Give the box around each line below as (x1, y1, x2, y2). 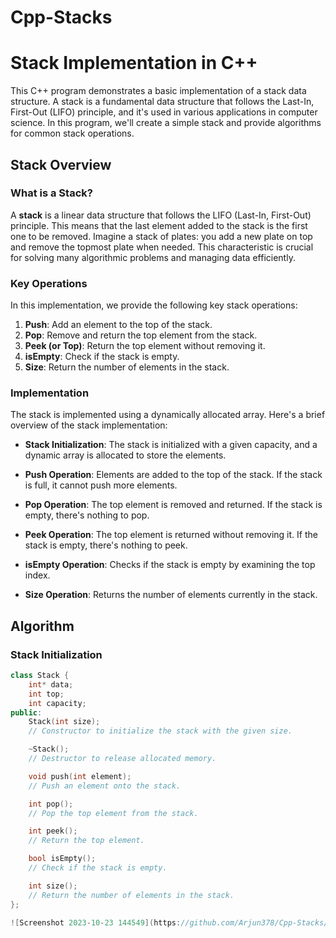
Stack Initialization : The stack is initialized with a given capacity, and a (24, 439, 318, 451)
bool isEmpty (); (28, 854, 97, 864)
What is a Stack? (10, 186, 93, 200)
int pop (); (28, 799, 74, 809)
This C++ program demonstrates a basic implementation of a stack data (10, 85, 307, 97)
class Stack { (10, 671, 70, 681)
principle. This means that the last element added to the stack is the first (10, 219, 308, 231)
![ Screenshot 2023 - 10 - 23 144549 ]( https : (10, 917, 182, 928)
